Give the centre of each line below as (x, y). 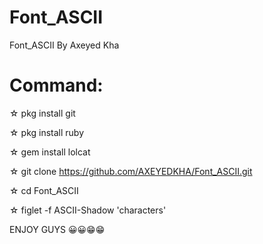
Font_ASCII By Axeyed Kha (64, 45)
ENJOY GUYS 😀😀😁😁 (57, 229)
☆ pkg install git (42, 113)
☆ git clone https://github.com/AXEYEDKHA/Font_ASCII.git (131, 171)
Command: (56, 85)
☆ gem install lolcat (50, 152)
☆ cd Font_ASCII (44, 190)
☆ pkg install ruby (47, 132)
